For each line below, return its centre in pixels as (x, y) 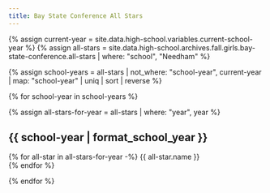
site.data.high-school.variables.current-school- (174, 39)
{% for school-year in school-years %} (73, 96)
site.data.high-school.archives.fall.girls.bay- (182, 47)
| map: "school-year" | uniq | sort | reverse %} (85, 80)
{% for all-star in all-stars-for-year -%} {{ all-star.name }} (104, 157)
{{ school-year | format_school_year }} (108, 137)
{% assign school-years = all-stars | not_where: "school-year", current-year (135, 72)
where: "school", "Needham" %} (156, 56)
